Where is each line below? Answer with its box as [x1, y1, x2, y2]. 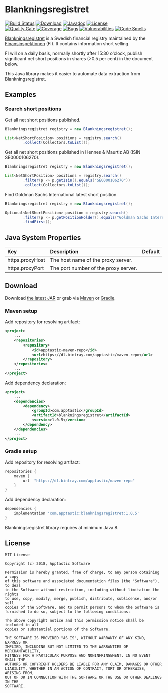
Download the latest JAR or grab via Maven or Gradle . [5, 295, 116, 301]
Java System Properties [5, 233, 81, 242]
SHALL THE [5, 657, 26, 662]
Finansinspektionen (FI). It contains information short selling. [5, 40, 130, 46]
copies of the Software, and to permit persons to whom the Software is [5, 605, 160, 610]
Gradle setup [5, 448, 37, 455]
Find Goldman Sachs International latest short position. [5, 191, 118, 197]
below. [5, 61, 19, 67]
